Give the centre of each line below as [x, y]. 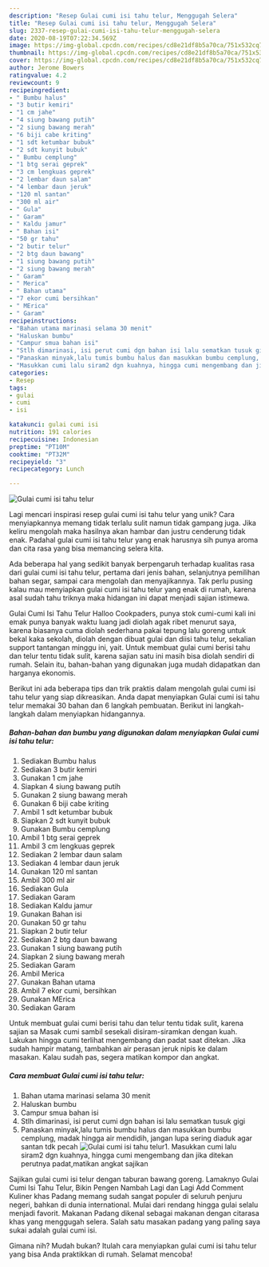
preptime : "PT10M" [40, 447]
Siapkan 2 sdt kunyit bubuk [65, 820]
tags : [18, 388]
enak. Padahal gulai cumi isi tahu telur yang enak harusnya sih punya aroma [134, 540]
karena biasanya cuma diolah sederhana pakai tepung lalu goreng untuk [128, 631]
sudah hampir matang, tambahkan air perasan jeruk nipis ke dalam [119, 1048]
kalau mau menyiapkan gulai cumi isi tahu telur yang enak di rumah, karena [133, 590]
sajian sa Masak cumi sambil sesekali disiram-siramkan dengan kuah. [123, 1032]
